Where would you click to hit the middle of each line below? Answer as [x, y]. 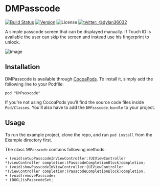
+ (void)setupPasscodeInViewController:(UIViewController [65, 158]
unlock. [13, 42]
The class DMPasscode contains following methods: [56, 149]
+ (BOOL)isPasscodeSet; [29, 180]
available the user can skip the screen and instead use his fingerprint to [77, 37]
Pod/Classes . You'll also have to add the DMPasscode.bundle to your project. [80, 107]
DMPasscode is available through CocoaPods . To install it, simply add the [79, 79]
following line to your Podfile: [34, 84]
